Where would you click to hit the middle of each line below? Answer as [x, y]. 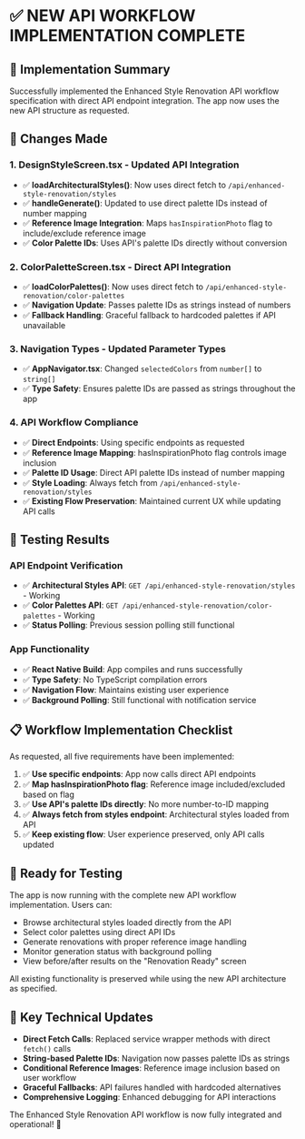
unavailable [44, 325]
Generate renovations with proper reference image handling [134, 942]
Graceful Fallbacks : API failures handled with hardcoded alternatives [152, 1087]
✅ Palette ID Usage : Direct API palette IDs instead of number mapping [154, 472]
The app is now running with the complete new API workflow [123, 895]
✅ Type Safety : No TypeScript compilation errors [115, 680]
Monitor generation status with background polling [117, 952]
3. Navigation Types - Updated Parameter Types [118, 348]
